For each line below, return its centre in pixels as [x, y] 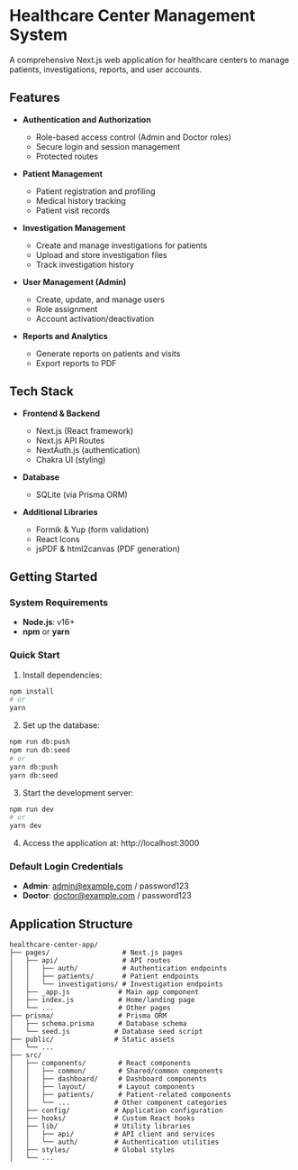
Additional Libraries [60, 511]
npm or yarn [46, 631]
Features [35, 98]
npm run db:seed [40, 751]
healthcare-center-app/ [54, 945]
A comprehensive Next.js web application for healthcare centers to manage [149, 60]
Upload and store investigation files [101, 254]
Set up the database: [61, 725]
